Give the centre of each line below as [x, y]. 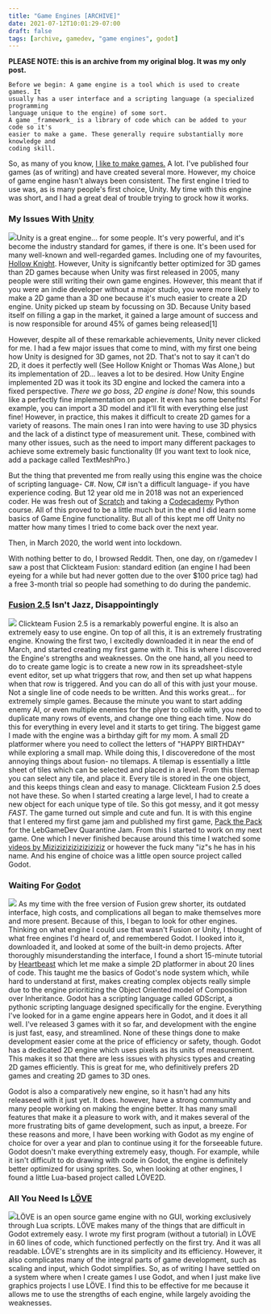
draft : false [30, 31]
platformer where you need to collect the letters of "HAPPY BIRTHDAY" [127, 744]
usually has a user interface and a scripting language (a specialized [131, 99]
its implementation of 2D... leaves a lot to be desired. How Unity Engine [126, 374]
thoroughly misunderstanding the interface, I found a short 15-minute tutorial [136, 956]
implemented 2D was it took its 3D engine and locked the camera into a [127, 382]
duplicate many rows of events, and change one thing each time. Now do [130, 718]
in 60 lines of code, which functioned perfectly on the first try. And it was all [134, 1243]
